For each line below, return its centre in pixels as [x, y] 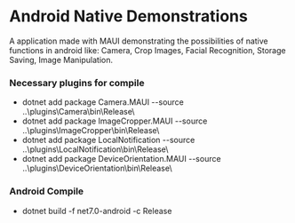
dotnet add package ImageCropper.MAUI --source [115, 121]
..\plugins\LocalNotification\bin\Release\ [95, 149]
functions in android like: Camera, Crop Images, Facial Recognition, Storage [147, 50]
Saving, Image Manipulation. [61, 60]
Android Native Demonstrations [129, 16]
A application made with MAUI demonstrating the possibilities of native [139, 41]
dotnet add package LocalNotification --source [108, 140]
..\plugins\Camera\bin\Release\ [78, 112]
